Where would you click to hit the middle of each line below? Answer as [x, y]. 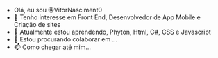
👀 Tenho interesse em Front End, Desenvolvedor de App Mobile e [107, 17]
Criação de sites [37, 25]
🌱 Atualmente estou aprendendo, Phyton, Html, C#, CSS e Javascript [112, 32]
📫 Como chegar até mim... [52, 47]
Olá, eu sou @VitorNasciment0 [58, 10]
